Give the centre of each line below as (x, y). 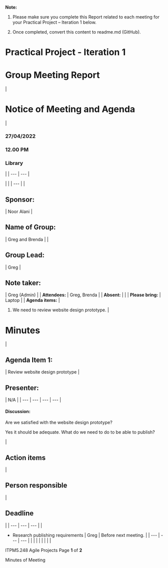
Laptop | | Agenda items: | (33, 300)
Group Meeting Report (53, 75)
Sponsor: (20, 199)
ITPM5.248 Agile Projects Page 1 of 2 (44, 550)
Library (14, 163)
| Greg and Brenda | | (27, 239)
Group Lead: (25, 255)
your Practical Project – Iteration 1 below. (54, 22)
